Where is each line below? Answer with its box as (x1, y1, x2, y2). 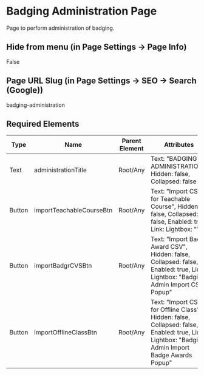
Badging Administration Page (6, 4, 157, 18)
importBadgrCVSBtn (34, 262, 92, 270)
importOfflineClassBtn (34, 328, 97, 337)
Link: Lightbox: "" (151, 225, 200, 234)
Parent (121, 137, 141, 145)
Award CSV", (151, 243, 188, 251)
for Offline (151, 305, 180, 314)
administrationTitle (34, 166, 87, 174)
